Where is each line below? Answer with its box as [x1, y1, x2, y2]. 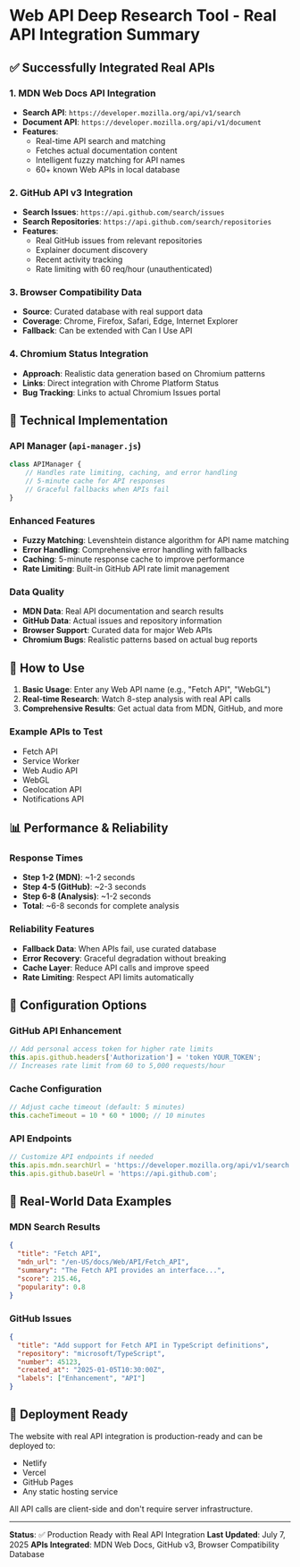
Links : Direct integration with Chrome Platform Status [21, 377, 219, 388]
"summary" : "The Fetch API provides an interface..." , [17, 1266, 226, 1275]
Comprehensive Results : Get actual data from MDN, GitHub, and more [21, 703, 284, 714]
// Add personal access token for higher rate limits [9, 1045, 214, 1054]
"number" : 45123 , [17, 1357, 82, 1367]
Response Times [9, 851, 83, 864]
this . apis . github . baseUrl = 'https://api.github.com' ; [9, 1169, 218, 1178]
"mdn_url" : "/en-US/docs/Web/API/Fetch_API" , [17, 1258, 190, 1266]
